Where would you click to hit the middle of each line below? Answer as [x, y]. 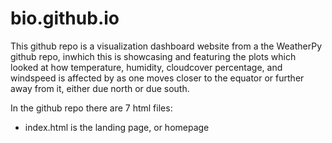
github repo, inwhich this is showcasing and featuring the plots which [153, 56]
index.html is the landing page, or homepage [117, 127]
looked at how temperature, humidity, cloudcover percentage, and [146, 67]
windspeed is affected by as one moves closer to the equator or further [157, 78]
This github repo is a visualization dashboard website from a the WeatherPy [166, 46]
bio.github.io [65, 18]
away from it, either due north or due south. [100, 88]
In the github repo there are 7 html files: [91, 108]
